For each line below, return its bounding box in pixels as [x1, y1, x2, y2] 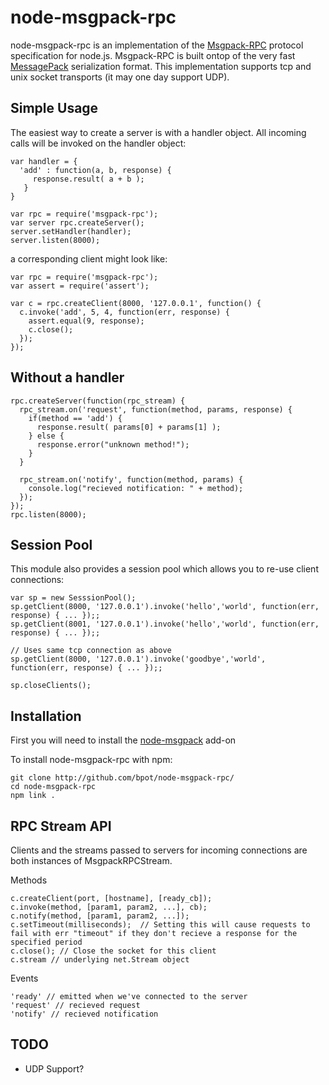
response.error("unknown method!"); [36, 439, 190, 450]
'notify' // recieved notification [10, 1009, 159, 1019]
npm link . [10, 791, 56, 801]
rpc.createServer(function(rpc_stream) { [10, 396, 186, 406]
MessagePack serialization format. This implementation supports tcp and [10, 60, 312, 72]
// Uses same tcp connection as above [10, 646, 172, 656]
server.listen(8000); [10, 235, 101, 245]
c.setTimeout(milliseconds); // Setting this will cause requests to [10, 920, 311, 930]
